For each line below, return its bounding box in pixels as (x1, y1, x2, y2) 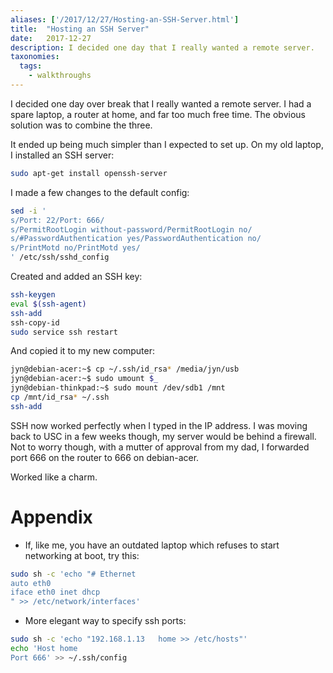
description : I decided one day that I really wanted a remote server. (10, 42, 315, 53)
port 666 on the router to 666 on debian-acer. (10, 451, 200, 463)
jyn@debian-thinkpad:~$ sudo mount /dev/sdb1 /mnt (10, 383, 226, 393)
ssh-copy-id (10, 317, 60, 328)
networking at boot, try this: (24, 549, 140, 561)
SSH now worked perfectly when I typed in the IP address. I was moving (10, 419, 308, 431)
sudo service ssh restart (10, 327, 118, 337)
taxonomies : (10, 52, 60, 62)
